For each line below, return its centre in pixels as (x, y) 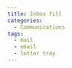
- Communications (40, 27)
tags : (15, 34)
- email (25, 47)
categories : (25, 21)
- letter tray (35, 54)
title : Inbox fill (35, 14)
